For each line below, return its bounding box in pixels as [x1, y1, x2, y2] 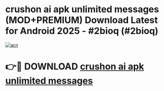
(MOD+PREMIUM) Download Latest [5, 14, 158, 26]
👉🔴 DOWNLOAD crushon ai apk [5, 61, 145, 72]
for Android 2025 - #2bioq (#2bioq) [5, 25, 158, 37]
